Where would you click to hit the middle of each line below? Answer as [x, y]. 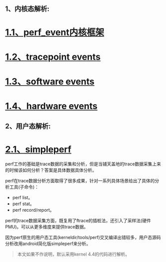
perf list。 [22, 198]
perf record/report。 [33, 210]
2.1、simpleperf [38, 149]
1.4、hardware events [51, 106]
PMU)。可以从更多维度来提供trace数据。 [47, 227]
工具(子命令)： [24, 187]
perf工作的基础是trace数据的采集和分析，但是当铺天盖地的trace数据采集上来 [83, 164]
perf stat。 [23, 204]
